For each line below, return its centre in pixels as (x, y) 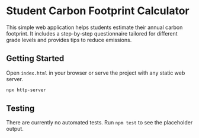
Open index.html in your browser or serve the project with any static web (96, 73)
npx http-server (26, 90)
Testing (20, 109)
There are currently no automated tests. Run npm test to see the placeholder (99, 123)
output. (15, 129)
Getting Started (35, 58)
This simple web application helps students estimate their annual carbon (94, 27)
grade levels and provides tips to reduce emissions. (69, 40)
